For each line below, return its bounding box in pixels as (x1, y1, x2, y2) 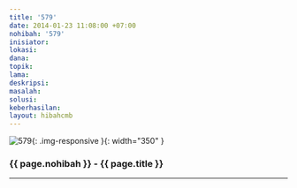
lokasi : (9, 46, 38, 55)
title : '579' (9, 12, 57, 22)
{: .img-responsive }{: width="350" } (31, 136, 165, 147)
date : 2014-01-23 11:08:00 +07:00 (9, 21, 137, 30)
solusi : (9, 94, 38, 104)
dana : (9, 54, 29, 63)
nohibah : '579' (9, 29, 65, 38)
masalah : (9, 86, 42, 95)
